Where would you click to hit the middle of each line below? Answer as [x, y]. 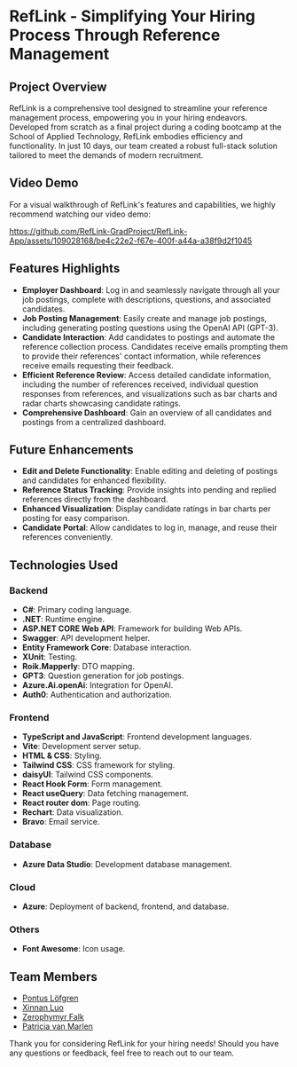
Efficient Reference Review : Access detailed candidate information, [147, 375]
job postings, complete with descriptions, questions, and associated [146, 299]
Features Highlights [65, 269]
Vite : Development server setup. [82, 747]
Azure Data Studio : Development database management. [127, 864]
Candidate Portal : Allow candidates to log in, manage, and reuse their [149, 528]
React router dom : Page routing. [82, 803]
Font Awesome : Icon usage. [74, 949]
